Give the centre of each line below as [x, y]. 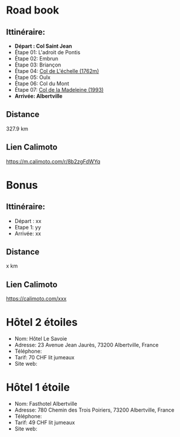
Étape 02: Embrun [36, 59]
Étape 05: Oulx [33, 77]
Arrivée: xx [28, 233]
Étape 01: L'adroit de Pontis [47, 52]
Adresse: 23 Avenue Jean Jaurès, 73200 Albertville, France [86, 345]
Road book [33, 10]
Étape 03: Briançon [38, 65]
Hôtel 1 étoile [38, 387]
